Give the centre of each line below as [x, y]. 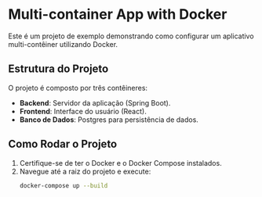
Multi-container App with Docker [118, 14]
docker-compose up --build [64, 185]
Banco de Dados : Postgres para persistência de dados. [109, 120]
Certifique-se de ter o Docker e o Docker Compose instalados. [120, 163]
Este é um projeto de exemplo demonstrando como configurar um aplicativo [131, 36]
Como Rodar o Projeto [63, 144]
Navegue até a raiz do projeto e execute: [85, 171]
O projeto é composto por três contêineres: [78, 88]
